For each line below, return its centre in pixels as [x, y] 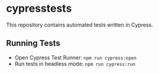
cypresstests [39, 9]
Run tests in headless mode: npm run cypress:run [75, 64]
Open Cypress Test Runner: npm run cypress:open [76, 57]
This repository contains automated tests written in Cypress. [80, 25]
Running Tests [33, 43]
